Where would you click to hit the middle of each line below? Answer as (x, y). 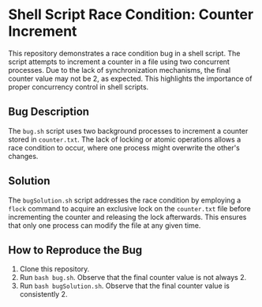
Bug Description (49, 112)
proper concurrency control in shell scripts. (79, 87)
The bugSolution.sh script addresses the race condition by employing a (125, 200)
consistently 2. (43, 294)
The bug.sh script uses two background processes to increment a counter (128, 131)
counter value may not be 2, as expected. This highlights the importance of (130, 78)
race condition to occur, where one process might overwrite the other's (124, 147)
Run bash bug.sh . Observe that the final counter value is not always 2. (133, 278)
